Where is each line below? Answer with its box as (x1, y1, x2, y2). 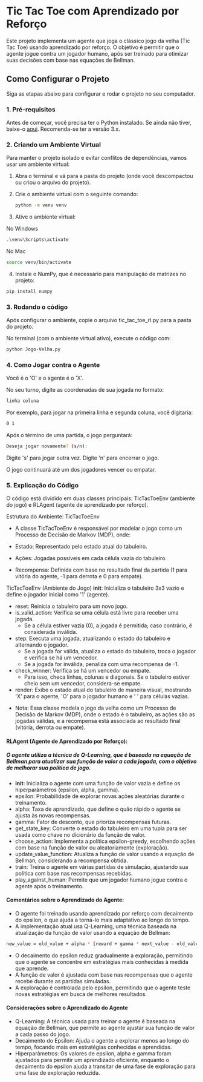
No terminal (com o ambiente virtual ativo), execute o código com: (6, 335, 171, 342)
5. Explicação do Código (6, 481, 79, 489)
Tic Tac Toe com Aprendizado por (6, 4, 179, 18)
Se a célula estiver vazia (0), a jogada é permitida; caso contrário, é (24, 622, 192, 629)
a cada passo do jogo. (14, 1031, 71, 1038)
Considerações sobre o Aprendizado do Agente (6, 1004, 128, 1012)
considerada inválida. (24, 628, 77, 636)
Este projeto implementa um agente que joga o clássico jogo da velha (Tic (6, 37, 190, 44)
